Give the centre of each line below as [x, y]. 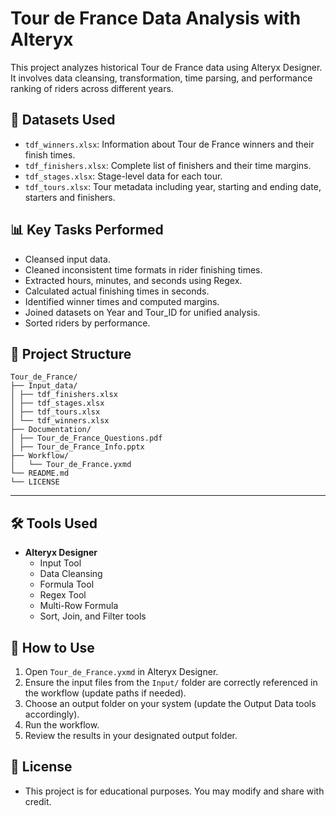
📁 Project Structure [71, 353]
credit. [38, 801]
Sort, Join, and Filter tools [93, 616]
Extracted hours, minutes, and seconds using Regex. [133, 280]
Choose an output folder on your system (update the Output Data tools [170, 703]
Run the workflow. [62, 725]
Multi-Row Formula [79, 606]
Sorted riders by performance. [87, 323]
